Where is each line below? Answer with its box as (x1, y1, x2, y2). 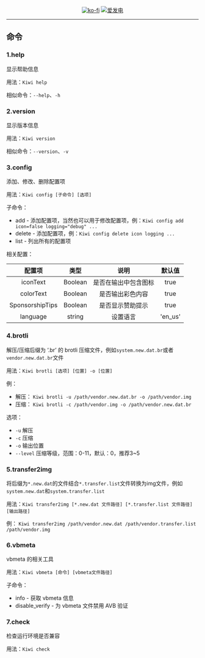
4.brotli (6, 331, 29, 340)
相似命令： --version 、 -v (6, 147, 69, 155)
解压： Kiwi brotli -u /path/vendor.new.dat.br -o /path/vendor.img (15, 393, 192, 400)
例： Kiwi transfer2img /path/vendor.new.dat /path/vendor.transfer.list (6, 520, 196, 527)
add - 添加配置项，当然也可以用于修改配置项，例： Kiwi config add (15, 217, 184, 224)
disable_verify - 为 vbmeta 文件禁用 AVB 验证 (15, 602, 129, 610)
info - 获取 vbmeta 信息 (15, 594, 74, 602)
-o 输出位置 (15, 442, 45, 449)
